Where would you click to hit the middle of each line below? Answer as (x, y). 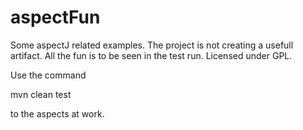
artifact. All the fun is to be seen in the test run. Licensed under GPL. (151, 55)
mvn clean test (41, 94)
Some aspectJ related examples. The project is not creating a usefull (152, 45)
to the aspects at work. (57, 113)
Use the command (48, 75)
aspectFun (55, 17)
